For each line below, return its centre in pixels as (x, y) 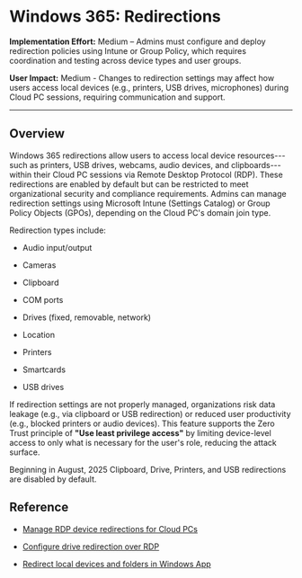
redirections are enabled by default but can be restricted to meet (129, 184)
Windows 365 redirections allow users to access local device (122, 156)
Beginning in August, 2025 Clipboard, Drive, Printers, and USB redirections (148, 469)
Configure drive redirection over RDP (91, 547)
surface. (25, 452)
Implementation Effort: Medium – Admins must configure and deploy (138, 41)
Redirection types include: (58, 230)
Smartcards (44, 369)
